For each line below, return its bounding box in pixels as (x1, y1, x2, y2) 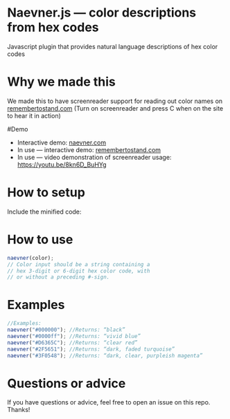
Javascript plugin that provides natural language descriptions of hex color (7, 42, 218, 50)
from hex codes (7, 19, 99, 35)
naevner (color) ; (7, 254, 54, 261)
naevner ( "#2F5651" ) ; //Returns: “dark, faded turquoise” (7, 346, 175, 353)
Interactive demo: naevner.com (17, 138, 107, 147)
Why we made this (7, 74, 116, 90)
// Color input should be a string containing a (7, 261, 150, 268)
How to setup (7, 185, 85, 201)
